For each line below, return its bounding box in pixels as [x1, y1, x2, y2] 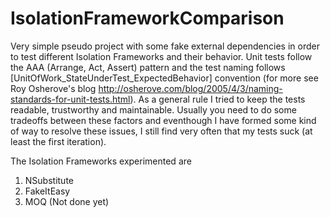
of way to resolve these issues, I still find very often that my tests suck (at [10, 125, 313, 137]
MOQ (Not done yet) [24, 195, 110, 207]
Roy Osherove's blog [10, 82, 97, 94]
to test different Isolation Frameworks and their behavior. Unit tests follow [10, 50, 313, 62]
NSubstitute [24, 174, 75, 186]
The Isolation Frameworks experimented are [10, 155, 192, 167]
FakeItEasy [24, 185, 71, 197]
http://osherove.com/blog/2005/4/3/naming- [98, 82, 283, 94]
